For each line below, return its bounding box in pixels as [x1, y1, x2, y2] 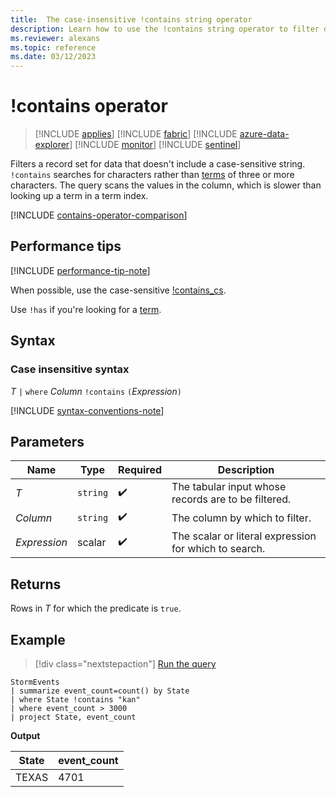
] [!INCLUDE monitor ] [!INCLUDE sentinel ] [69, 139, 242, 151]
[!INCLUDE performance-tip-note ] [10, 264, 151, 276]
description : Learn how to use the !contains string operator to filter [10, 24, 320, 34]
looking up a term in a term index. [10, 190, 149, 202]
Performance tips [10, 238, 122, 255]
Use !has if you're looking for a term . [10, 303, 162, 315]
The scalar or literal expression [171, 529, 317, 543]
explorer [34, 139, 70, 151]
